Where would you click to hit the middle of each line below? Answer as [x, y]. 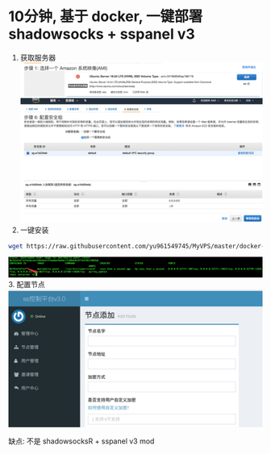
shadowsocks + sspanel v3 [102, 34]
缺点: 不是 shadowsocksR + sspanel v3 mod [81, 441]
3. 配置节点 [27, 284]
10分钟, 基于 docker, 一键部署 [106, 17]
